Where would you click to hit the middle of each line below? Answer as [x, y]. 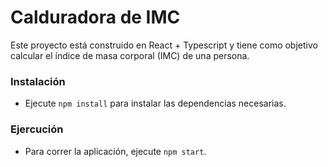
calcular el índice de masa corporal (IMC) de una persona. [130, 55]
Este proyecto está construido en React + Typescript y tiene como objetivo [164, 45]
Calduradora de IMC [95, 17]
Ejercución [37, 129]
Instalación [38, 81]
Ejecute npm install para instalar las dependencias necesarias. [155, 103]
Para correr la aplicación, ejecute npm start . [115, 151]
